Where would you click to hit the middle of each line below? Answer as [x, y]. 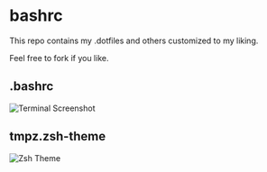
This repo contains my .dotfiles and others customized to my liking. [134, 41]
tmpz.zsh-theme [58, 136]
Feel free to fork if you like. [59, 58]
